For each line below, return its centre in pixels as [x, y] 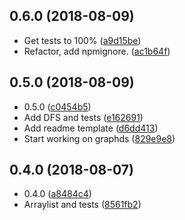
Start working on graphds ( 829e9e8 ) [99, 138]
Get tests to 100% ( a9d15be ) [82, 40]
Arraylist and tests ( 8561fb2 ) [82, 205]
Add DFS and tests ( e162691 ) [83, 117]
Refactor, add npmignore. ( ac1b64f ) [97, 51]
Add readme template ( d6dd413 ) [91, 128]
